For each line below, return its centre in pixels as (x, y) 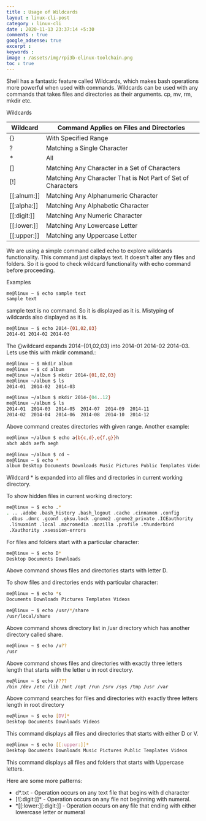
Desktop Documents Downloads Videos (53, 722)
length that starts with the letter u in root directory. (70, 669)
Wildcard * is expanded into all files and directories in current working (94, 478)
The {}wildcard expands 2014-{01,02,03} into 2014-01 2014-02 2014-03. (98, 346)
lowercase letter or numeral (50, 812)
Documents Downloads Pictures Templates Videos (68, 599)
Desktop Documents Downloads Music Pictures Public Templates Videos (97, 750)
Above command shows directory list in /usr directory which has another (98, 628)
